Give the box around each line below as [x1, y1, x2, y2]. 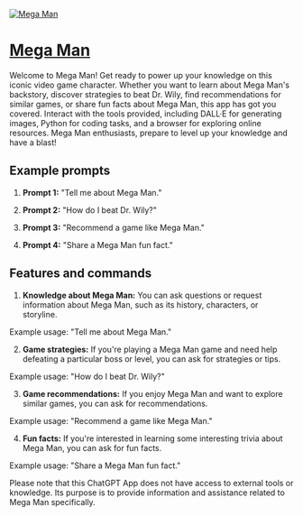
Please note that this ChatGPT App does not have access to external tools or [9, 477, 294, 488]
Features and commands [9, 266, 151, 281]
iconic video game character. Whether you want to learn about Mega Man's [9, 79, 290, 90]
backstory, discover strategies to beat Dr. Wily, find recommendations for [9, 88, 281, 99]
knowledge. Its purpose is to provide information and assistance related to [9, 487, 286, 498]
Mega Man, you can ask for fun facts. [22, 442, 162, 453]
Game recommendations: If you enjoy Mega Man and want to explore [22, 388, 283, 399]
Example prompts [9, 163, 111, 179]
